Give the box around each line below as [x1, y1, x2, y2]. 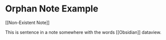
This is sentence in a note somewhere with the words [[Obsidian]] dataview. [5, 29, 161, 35]
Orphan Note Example [5, 3, 98, 14]
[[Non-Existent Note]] [5, 19, 50, 25]
